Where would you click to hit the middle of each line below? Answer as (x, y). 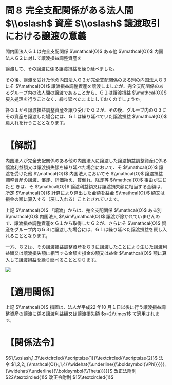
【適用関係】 (33, 292)
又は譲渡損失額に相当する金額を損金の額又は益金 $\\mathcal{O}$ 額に (88, 253)
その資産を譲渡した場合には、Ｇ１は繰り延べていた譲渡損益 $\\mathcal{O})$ (86, 116)
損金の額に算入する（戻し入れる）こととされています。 (64, 199)
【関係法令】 (33, 343)
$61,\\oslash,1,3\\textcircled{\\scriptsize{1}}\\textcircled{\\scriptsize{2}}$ (82, 358)
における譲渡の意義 (46, 36)
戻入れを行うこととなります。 (37, 123)
